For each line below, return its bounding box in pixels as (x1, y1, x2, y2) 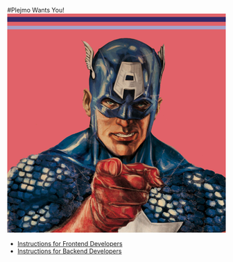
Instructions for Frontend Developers (17, 240, 123, 247)
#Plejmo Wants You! (7, 6, 64, 14)
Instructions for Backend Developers (17, 247, 122, 255)
